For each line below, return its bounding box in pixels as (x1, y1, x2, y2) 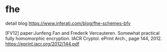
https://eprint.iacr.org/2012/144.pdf (5, 40, 79, 46)
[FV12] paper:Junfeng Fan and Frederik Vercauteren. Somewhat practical (5, 30, 160, 36)
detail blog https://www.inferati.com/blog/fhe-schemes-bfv (5, 20, 131, 26)
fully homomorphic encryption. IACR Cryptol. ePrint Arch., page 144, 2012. (5, 35, 162, 41)
